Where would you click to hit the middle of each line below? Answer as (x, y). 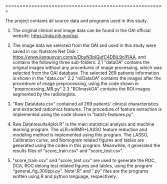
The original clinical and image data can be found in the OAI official (81, 30)
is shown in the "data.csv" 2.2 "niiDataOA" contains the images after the (86, 78)
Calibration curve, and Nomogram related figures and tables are (78, 140)
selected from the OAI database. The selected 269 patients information (85, 73)
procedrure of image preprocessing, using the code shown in (75, 83)
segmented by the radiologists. (44, 94)
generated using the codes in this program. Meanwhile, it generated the (86, 145)
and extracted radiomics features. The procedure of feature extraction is (87, 109)
